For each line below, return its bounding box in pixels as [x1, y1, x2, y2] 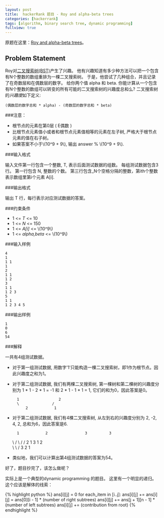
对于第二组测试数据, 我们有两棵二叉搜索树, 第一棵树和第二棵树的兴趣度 [12, 381, 155, 387]
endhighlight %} [5, 507, 38, 513]
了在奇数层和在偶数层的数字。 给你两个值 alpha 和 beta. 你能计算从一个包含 [5, 80, 157, 86]
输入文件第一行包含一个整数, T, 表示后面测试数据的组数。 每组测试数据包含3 [5, 162, 159, 167]
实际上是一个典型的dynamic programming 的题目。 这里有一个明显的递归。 [5, 475, 157, 481]
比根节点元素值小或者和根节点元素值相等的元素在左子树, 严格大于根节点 [12, 129, 157, 135]
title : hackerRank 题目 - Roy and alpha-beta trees [5, 12, 114, 17]
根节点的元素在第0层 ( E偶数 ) [12, 122, 72, 128]
